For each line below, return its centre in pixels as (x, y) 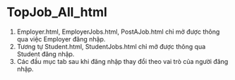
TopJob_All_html (57, 12)
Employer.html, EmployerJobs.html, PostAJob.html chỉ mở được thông (118, 32)
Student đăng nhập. (46, 54)
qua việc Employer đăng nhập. (61, 39)
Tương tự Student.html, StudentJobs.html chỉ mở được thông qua (111, 46)
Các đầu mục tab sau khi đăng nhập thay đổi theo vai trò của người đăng (122, 61)
